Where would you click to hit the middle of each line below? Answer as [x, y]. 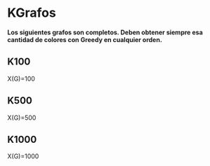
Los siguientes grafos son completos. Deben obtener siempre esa [105, 32]
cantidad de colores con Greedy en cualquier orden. [85, 39]
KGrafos [32, 13]
